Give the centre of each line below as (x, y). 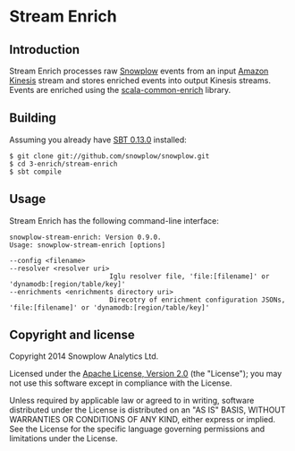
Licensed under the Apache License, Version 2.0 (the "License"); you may (146, 374)
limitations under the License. (63, 438)
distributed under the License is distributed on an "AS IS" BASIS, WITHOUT (147, 410)
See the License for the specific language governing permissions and (137, 429)
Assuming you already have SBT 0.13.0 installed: (98, 140)
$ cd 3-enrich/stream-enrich (63, 164)
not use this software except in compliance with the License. (121, 383)
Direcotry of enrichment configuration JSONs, (197, 300)
